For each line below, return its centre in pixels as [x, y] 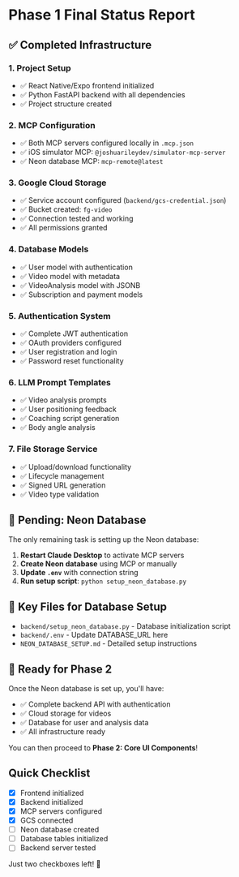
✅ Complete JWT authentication [74, 333]
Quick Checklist [49, 774]
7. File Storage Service [53, 449]
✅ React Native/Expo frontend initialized [87, 85]
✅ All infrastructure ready [63, 732]
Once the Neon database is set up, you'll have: [86, 689]
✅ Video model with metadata [70, 276]
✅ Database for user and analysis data [84, 723]
